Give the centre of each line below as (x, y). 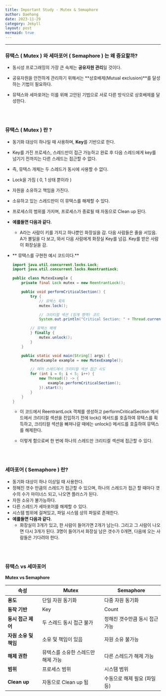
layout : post (19, 28)
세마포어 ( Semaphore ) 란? (37, 470)
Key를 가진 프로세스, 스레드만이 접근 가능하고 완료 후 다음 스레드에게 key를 (84, 152)
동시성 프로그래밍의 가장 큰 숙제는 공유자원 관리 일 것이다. (67, 68)
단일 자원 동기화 (60, 600)
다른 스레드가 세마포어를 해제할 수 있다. (50, 506)
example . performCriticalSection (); (84, 383)
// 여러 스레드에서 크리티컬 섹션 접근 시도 (68, 369)
